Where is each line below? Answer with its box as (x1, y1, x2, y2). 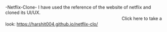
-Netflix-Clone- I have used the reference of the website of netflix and (5, 4, 151, 10)
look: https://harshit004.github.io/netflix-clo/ (5, 21, 98, 27)
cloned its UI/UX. (5, 9, 41, 15)
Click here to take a (121, 15, 162, 21)
